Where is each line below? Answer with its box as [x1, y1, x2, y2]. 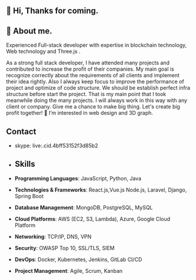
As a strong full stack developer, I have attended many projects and [6, 60, 170, 67]
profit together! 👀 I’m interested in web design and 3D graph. [6, 110, 154, 117]
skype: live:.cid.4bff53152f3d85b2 [14, 142, 98, 149]
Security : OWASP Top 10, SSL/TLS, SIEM [14, 244, 115, 251]
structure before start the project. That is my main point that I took [6, 91, 167, 98]
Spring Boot [14, 192, 44, 199]
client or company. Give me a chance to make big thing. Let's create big [6, 103, 181, 110]
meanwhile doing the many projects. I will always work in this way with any [6, 97, 187, 104]
